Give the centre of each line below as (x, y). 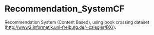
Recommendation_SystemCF (65, 9)
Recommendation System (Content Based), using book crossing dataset (77, 22)
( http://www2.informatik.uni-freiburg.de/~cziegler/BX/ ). (60, 27)
